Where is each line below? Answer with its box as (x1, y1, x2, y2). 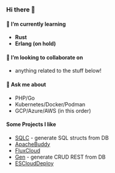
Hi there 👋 (6, 5, 36, 14)
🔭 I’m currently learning (6, 20, 66, 28)
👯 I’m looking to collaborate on (6, 53, 83, 61)
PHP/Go (14, 94, 35, 102)
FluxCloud (14, 147, 41, 154)
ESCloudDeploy (14, 159, 54, 167)
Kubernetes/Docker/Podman (14, 100, 86, 108)
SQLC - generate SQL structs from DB (14, 134, 109, 141)
